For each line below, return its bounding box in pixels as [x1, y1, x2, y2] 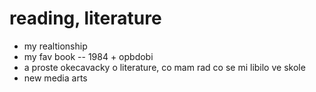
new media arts [23, 72, 88, 84]
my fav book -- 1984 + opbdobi [23, 50, 154, 62]
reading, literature [9, 7, 162, 30]
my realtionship [23, 40, 88, 52]
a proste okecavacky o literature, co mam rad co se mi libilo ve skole [23, 61, 306, 73]
